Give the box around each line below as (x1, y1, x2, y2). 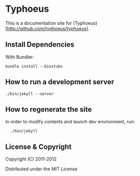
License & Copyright (5, 142, 72, 151)
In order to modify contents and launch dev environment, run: (5, 119, 135, 125)
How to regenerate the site (5, 105, 92, 114)
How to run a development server (5, 78, 114, 86)
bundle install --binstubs (5, 63, 63, 69)
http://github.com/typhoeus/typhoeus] (7, 25, 89, 31)
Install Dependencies (5, 40, 74, 49)
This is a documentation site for (5, 20, 72, 26)
